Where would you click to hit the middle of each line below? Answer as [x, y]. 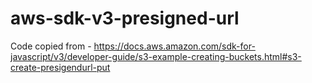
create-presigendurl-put [60, 67]
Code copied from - [51, 46]
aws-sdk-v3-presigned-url [125, 18]
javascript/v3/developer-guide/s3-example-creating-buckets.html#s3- [156, 56]
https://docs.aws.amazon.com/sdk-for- [174, 46]
